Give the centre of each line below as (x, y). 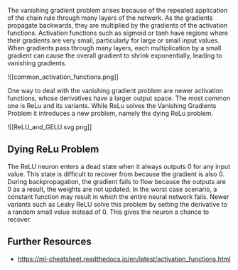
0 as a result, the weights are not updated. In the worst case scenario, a (112, 189)
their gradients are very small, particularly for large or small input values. (114, 40)
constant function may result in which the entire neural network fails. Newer (118, 196)
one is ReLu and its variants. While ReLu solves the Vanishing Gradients (112, 106)
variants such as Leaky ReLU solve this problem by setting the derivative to (117, 204)
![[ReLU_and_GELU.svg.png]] (50, 127)
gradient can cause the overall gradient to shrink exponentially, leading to (115, 55)
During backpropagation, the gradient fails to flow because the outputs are (117, 181)
